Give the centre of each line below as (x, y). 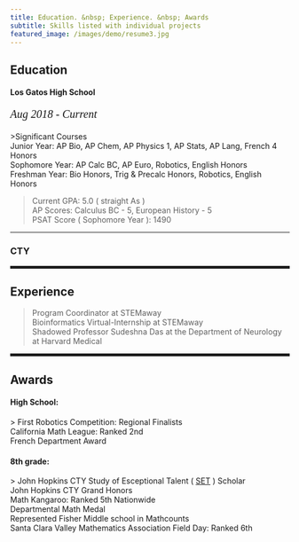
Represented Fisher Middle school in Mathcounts (100, 519)
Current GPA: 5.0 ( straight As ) (88, 201)
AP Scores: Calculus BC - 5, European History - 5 (122, 210)
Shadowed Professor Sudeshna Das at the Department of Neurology (157, 332)
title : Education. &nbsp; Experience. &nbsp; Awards (110, 17)
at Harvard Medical (67, 342)
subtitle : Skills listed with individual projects (106, 26)
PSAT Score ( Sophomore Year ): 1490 (102, 220)
